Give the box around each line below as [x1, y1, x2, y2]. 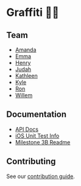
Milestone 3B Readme [15, 138, 71, 146]
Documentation [6, 110, 67, 120]
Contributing [6, 156, 56, 167]
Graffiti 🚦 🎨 [6, 6, 60, 20]
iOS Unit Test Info [15, 132, 60, 139]
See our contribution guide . [6, 173, 75, 180]
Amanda [15, 46, 37, 53]
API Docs [15, 125, 38, 133]
